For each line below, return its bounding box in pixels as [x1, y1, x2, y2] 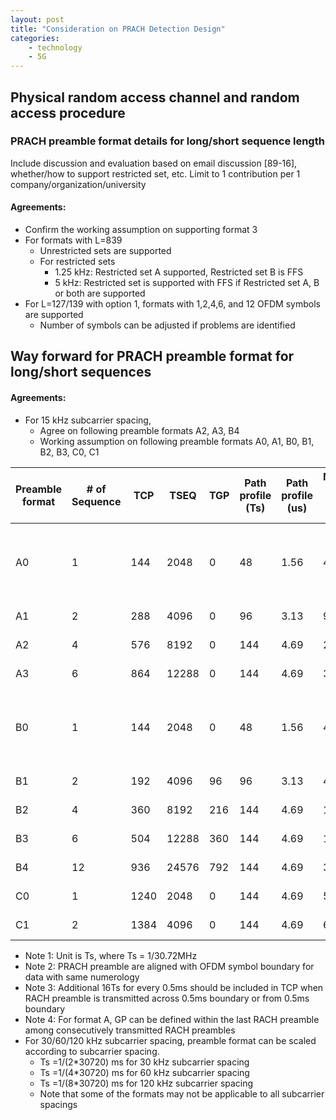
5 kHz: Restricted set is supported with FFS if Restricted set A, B [54, 277, 320, 289]
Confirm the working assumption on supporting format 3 [24, 224, 258, 236]
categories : [10, 33, 60, 43]
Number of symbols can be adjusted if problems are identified [39, 319, 296, 331]
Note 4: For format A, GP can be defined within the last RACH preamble [24, 1013, 320, 1025]
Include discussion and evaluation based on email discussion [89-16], [10, 157, 298, 169]
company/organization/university [10, 178, 147, 190]
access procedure [10, 104, 126, 121]
